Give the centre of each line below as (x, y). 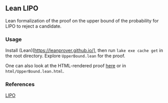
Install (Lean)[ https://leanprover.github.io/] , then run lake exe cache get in (84, 50)
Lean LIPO (22, 8)
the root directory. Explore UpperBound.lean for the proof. (66, 56)
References (20, 85)
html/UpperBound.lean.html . (35, 71)
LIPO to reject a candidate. (33, 26)
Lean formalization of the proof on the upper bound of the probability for (82, 20)
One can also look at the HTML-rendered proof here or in (66, 66)
